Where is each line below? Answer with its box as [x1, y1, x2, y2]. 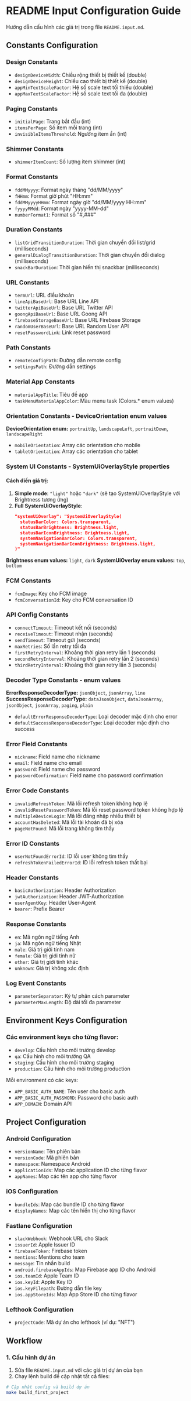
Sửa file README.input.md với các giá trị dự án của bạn [14, 1366, 143, 1373]
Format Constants [6, 173, 58, 181]
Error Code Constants [6, 787, 69, 795]
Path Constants [6, 344, 51, 352]
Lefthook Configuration [6, 1305, 74, 1313]
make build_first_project [6, 1389, 69, 1395]
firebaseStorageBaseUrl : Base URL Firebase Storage [14, 317, 141, 324]
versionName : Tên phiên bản [14, 1148, 81, 1155]
